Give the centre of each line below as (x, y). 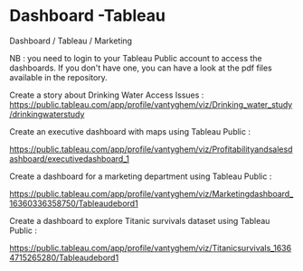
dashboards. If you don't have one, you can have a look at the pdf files (141, 68)
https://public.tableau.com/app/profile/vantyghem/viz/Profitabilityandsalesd (151, 149)
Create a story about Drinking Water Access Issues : (107, 95)
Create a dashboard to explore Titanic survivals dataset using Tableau (140, 220)
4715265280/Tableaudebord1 (64, 257)
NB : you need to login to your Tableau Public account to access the (136, 58)
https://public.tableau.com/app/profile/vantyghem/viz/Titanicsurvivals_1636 (151, 248)
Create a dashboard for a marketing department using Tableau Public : (141, 176)
